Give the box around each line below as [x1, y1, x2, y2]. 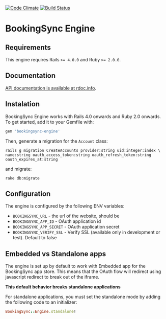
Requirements [5, 43, 51, 52]
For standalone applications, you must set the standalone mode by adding [5, 294, 160, 300]
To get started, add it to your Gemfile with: [5, 119, 94, 125]
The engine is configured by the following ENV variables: [5, 203, 125, 209]
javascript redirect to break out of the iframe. [5, 274, 99, 280]
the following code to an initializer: [5, 299, 77, 305]
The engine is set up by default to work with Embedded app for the [5, 263, 146, 269]
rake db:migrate [5, 175, 40, 181]
